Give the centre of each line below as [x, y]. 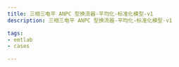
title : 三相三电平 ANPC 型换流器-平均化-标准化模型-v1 [80, 14]
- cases [19, 47]
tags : [15, 33]
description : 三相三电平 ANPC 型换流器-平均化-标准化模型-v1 [90, 20]
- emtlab [20, 39]
